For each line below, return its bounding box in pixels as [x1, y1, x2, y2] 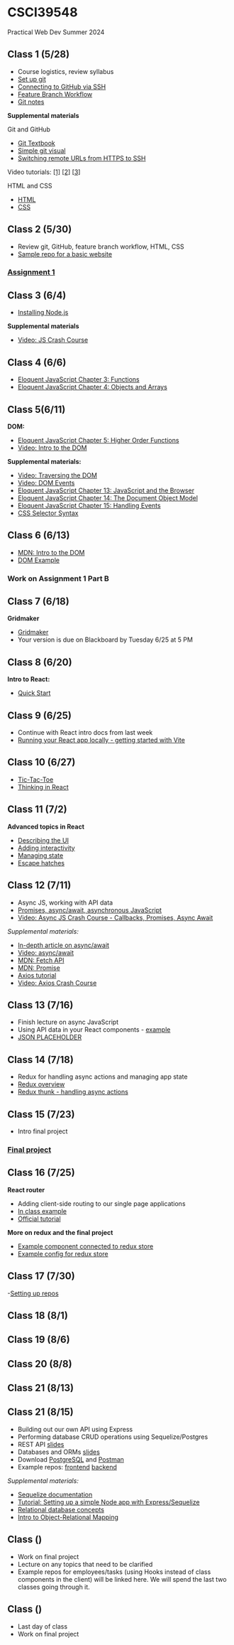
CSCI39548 [7, 4, 78, 21]
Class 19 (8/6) [7, 1334, 70, 1346]
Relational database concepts [17, 1505, 105, 1514]
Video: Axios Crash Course [17, 978, 97, 987]
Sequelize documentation [17, 1490, 93, 1499]
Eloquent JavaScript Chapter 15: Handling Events [17, 501, 161, 509]
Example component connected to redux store [17, 1241, 154, 1251]
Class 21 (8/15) [7, 1406, 74, 1418]
